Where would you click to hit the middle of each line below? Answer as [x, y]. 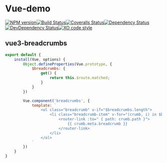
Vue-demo [28, 9]
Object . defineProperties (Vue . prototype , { [68, 64]
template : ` [44, 105]
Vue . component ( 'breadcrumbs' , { [57, 101]
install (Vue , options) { [40, 59]
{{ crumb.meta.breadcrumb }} [97, 124]
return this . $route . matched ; [80, 78]
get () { [48, 73]
